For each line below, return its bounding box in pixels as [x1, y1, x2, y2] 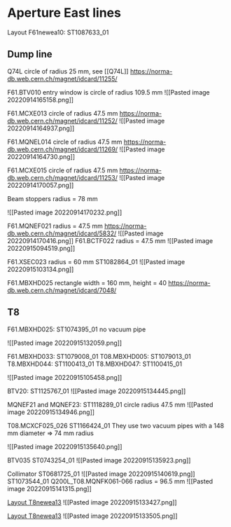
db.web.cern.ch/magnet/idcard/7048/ [7, 286, 117, 294]
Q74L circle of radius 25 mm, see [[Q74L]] [7, 67, 129, 75]
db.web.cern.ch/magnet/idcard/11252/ [7, 116, 118, 125]
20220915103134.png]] [7, 265, 74, 273]
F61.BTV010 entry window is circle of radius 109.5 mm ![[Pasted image [7, 88, 210, 96]
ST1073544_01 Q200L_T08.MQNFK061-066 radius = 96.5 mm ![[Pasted [7, 477, 213, 485]
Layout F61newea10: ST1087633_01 [7, 28, 109, 36]
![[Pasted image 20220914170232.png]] [7, 208, 122, 217]
